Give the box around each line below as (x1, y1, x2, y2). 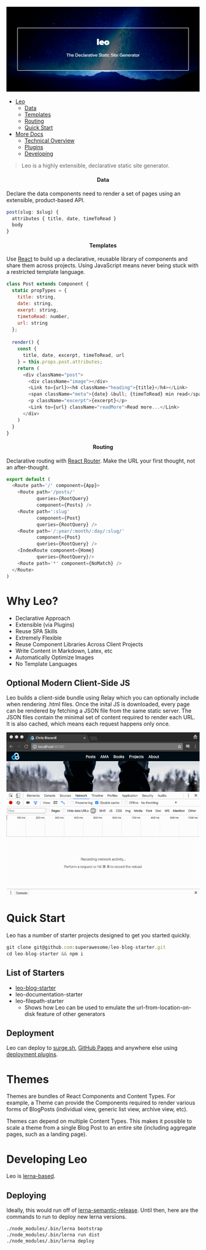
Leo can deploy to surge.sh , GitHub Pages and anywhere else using (6, 1044, 178, 1052)
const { (17, 346, 37, 352)
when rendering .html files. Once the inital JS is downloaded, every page (6, 701, 190, 708)
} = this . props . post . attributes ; (17, 359, 103, 365)
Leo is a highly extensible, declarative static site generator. (21, 162, 170, 170)
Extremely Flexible (15, 634, 63, 641)
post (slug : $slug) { (6, 209, 59, 215)
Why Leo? (6, 594, 58, 608)
